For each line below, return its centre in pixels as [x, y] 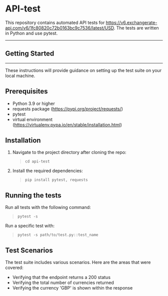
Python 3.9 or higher [33, 103]
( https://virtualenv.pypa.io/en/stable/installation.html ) [67, 124]
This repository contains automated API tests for [55, 22]
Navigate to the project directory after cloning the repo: [69, 152]
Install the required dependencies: [48, 171]
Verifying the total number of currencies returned [63, 282]
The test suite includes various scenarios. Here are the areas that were [78, 262]
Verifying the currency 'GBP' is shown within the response [72, 288]
